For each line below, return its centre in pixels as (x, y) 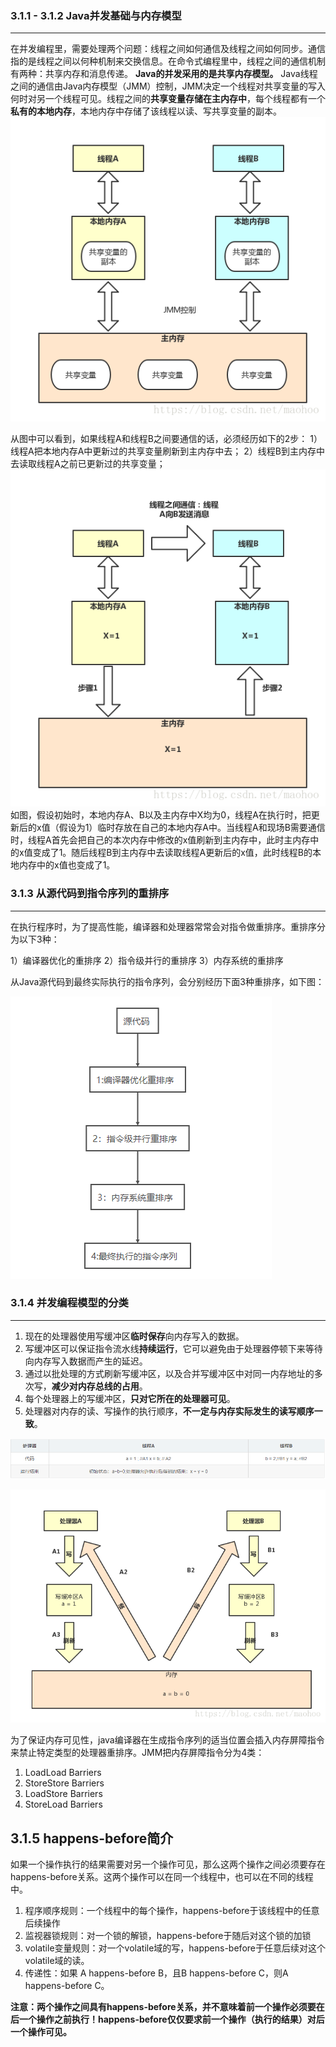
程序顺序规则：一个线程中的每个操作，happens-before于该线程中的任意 (172, 1910)
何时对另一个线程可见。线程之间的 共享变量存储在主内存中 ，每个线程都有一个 (168, 99)
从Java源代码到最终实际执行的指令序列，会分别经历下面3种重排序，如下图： (167, 981)
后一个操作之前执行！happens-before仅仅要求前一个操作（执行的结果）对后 (167, 2019)
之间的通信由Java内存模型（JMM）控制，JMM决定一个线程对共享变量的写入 (168, 86)
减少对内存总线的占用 (95, 1386)
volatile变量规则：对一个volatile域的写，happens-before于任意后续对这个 (175, 1948)
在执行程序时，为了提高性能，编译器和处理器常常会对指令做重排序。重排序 (163, 926)
